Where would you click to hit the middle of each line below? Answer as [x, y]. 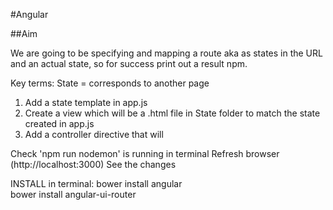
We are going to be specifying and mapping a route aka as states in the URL [166, 53]
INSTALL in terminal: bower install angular [96, 183]
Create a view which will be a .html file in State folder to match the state [172, 113]
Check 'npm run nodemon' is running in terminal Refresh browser [145, 153]
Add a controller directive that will [94, 134]
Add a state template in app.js [86, 102]
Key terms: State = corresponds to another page [110, 83]
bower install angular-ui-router [73, 194]
